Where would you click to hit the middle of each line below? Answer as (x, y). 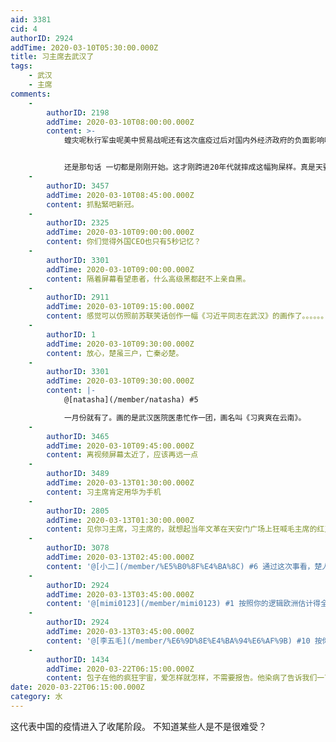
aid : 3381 (31, 19)
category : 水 (36, 697)
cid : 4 (24, 29)
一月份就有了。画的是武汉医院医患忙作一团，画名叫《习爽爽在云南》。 (185, 417)
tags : (21, 66)
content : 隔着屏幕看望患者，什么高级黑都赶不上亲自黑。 (148, 279)
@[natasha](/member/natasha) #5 (131, 400)
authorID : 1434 (78, 659)
